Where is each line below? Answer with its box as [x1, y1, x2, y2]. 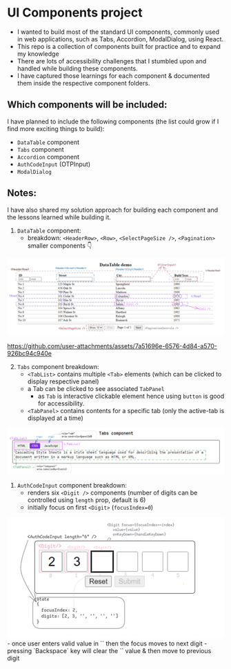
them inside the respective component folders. [17, 79, 150, 87]
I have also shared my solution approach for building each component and [7, 206, 219, 214]
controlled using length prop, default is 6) [27, 495, 146, 504]
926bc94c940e [7, 349, 52, 357]
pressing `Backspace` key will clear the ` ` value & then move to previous [7, 646, 212, 655]
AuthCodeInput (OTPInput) [17, 160, 91, 168]
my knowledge [17, 50, 60, 58]
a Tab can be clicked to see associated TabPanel [27, 384, 165, 392]
